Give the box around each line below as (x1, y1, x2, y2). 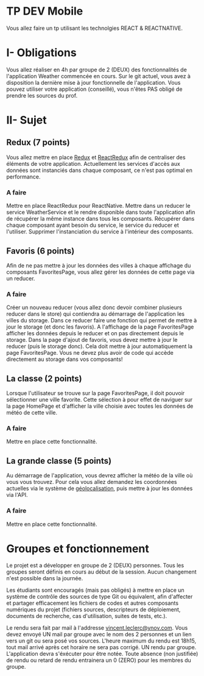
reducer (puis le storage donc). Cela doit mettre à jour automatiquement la (6, 343, 193, 350)
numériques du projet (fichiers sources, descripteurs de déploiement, (6, 606, 181, 613)
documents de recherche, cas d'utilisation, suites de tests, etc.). (6, 613, 167, 620)
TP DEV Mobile (6, 4, 83, 18)
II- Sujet (6, 113, 47, 127)
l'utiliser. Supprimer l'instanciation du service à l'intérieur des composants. (6, 228, 194, 235)
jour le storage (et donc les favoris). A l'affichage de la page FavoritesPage (6, 323, 194, 330)
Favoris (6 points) (6, 246, 75, 256)
